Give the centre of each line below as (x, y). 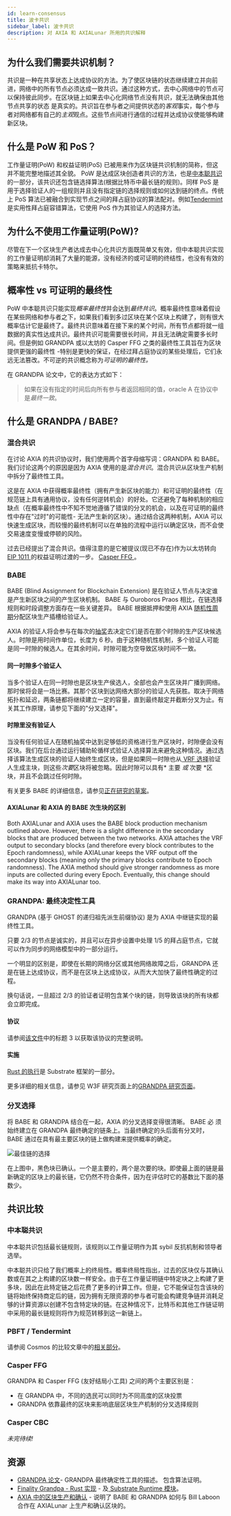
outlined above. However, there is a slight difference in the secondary (106, 831)
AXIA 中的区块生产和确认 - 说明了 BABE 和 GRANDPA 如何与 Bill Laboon (118, 1497)
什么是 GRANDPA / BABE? (63, 421)
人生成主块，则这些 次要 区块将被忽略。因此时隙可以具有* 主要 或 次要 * (107, 767)
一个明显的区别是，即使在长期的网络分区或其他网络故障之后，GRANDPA (109, 964)
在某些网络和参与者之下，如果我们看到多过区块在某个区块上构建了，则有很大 (115, 316)
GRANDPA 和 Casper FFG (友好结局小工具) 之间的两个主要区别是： (101, 1381)
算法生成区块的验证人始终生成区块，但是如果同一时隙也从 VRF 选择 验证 (120, 759)
